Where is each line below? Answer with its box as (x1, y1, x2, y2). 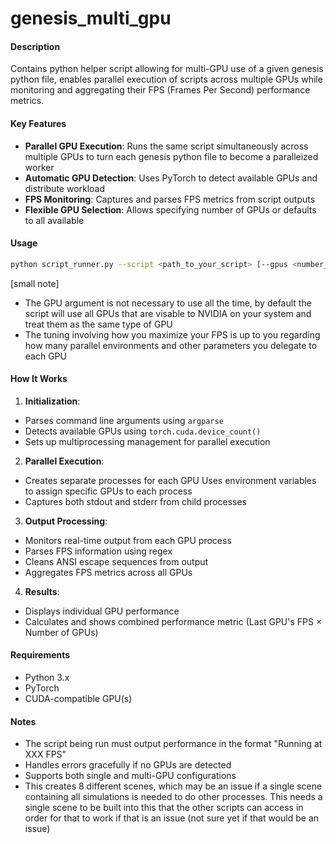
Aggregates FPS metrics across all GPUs (24, 566, 193, 578)
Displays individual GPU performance (24, 605, 180, 617)
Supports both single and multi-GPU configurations (24, 770, 237, 782)
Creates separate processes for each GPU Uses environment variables (24, 474, 317, 486)
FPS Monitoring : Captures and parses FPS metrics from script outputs (24, 193, 316, 205)
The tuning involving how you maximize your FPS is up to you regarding (24, 328, 321, 341)
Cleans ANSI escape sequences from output (24, 555, 209, 567)
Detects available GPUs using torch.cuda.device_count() (24, 425, 262, 437)
